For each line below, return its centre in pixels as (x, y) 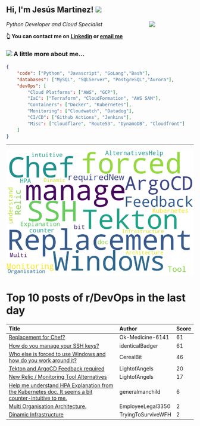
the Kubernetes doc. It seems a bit (51, 391)
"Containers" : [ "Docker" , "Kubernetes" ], (80, 105)
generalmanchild (140, 391)
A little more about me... (49, 54)
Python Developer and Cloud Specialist (54, 24)
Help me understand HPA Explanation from (61, 385)
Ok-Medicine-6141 (144, 338)
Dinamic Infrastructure (36, 415)
